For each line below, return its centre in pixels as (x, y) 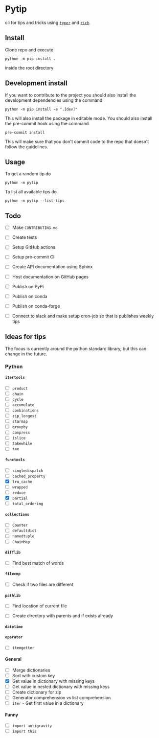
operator (14, 637)
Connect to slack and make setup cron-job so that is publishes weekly (83, 316)
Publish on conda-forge (36, 306)
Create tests (24, 237)
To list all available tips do (31, 192)
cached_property (29, 476)
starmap (20, 422)
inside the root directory (29, 68)
